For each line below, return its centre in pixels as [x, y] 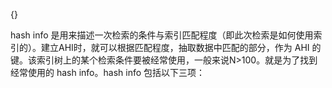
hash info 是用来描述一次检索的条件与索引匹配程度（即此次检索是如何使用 [162, 35]
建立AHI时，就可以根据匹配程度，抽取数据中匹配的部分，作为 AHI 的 [181, 47]
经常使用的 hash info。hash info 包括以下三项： [108, 72]
